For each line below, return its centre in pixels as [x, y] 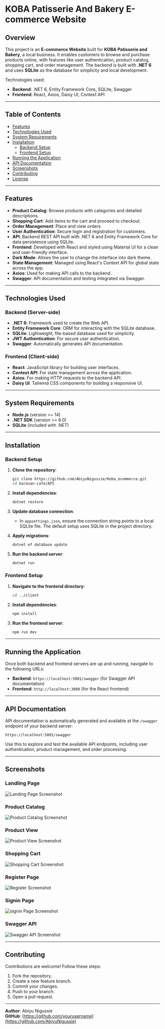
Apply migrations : [31, 535]
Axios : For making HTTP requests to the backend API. [67, 378]
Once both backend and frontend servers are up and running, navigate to [79, 664]
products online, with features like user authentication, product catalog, [77, 60]
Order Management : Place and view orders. [57, 226]
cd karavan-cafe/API [33, 483]
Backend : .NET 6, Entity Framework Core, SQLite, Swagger [72, 89]
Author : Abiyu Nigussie [29, 1011]
